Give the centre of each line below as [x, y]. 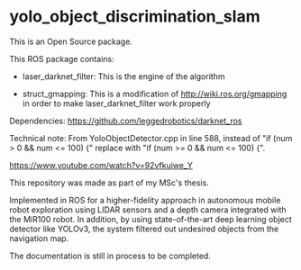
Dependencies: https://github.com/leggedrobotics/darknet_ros [126, 121]
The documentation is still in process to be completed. [110, 256]
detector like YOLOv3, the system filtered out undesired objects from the [144, 229]
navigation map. [39, 238]
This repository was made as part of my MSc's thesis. [109, 183]
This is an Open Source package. [71, 41]
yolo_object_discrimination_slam [135, 17]
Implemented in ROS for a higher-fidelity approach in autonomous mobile [145, 200]
